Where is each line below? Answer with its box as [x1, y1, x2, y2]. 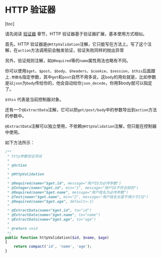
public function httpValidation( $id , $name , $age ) [5, 235, 109, 240]
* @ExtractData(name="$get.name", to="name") [7, 212, 101, 218]
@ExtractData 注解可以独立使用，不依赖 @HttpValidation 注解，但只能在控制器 [5, 123, 157, 129]
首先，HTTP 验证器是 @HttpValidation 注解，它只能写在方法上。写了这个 [5, 41, 147, 47]
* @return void [7, 226, 38, 231]
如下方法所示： [5, 139, 35, 145]
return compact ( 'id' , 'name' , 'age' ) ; [14, 244, 92, 249]
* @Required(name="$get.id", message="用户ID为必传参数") [7, 181, 121, 186]
